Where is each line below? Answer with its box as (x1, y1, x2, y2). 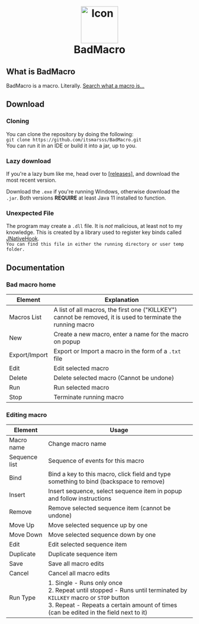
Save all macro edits (48, 559, 105, 568)
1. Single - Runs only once (48, 579, 123, 587)
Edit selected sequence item (48, 541, 127, 549)
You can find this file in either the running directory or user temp (6, 242, 184, 247)
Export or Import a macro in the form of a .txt (53, 347, 181, 355)
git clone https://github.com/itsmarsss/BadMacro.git (6, 137, 142, 143)
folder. (6, 246, 25, 253)
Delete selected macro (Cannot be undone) (53, 374, 175, 382)
